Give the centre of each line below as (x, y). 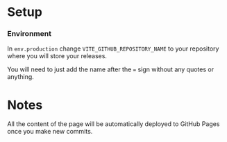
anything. (21, 77)
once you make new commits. (50, 132)
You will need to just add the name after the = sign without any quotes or (110, 69)
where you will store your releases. (57, 56)
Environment (30, 34)
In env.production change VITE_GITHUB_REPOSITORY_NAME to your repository (113, 48)
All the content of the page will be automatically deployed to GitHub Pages (113, 124)
